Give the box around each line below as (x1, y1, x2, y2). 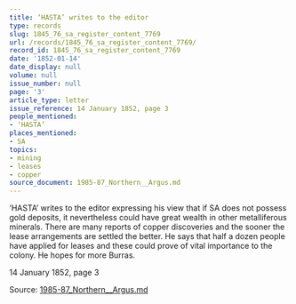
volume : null (9, 71, 58, 80)
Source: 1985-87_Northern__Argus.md (9, 284, 148, 295)
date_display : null (9, 63, 82, 72)
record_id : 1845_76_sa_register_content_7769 (9, 46, 180, 55)
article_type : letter (9, 95, 90, 105)
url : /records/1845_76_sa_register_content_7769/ (9, 37, 197, 47)
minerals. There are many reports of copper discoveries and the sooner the (9, 221, 285, 232)
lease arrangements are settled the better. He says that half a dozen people (9, 231, 286, 242)
